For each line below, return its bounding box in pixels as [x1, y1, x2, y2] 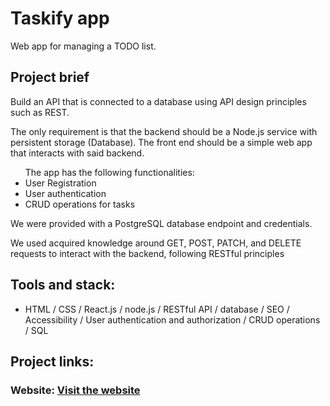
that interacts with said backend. [10, 147, 145, 159]
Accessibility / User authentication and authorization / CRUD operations [24, 313, 321, 326]
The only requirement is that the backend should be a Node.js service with [10, 125, 318, 137]
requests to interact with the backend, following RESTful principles [10, 247, 285, 259]
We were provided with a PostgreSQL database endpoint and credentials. [10, 217, 313, 229]
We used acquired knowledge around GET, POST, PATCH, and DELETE [10, 237, 302, 249]
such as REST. [10, 106, 70, 118]
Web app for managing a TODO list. [10, 40, 157, 52]
